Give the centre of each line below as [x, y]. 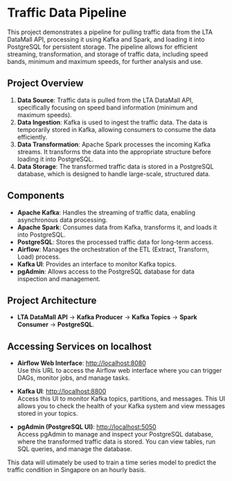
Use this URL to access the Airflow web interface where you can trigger [119, 371]
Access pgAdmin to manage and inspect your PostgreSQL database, [115, 434]
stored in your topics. [47, 414]
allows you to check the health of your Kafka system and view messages [121, 406]
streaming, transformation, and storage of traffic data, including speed [108, 54]
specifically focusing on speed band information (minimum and [107, 107]
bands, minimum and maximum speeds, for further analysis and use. [105, 61]
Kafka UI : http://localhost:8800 [62, 391]
